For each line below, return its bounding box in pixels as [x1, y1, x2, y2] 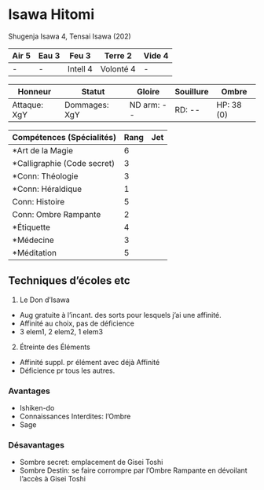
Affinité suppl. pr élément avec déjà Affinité [19, 357, 160, 367]
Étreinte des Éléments [19, 342, 90, 352]
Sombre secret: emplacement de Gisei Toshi [19, 458, 163, 467]
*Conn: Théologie [12, 171, 79, 182]
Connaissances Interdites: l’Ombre [19, 411, 131, 422]
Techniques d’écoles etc [8, 274, 131, 288]
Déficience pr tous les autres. [19, 366, 115, 375]
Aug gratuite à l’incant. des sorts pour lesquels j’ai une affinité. [19, 310, 222, 319]
